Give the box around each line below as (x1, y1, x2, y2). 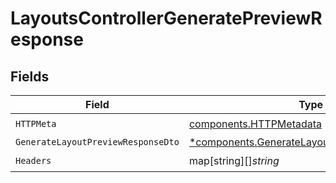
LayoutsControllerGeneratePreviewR (10, 7, 323, 30)
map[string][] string (188, 153, 280, 167)
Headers (15, 155, 52, 166)
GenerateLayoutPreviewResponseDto (15, 137, 180, 147)
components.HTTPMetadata (188, 117, 323, 131)
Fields (10, 68, 50, 85)
